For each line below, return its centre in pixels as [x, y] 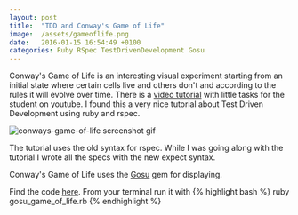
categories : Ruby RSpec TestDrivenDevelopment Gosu [107, 51]
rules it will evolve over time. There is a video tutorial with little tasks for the [147, 95]
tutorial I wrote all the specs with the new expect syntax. [113, 157]
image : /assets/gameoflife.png [69, 34]
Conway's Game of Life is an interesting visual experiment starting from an [146, 76]
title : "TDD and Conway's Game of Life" [87, 26]
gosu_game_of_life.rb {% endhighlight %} [85, 202]
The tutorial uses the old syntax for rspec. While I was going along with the [146, 148]
